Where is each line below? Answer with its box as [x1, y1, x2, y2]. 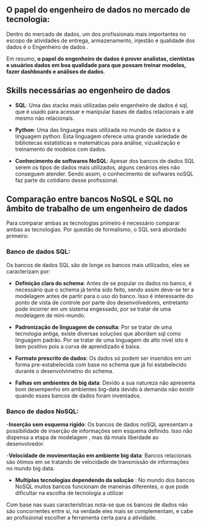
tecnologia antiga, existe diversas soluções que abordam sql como [14, 330, 181, 337]
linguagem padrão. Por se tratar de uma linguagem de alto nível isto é [14, 336, 188, 343]
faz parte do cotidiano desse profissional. [14, 176, 119, 184]
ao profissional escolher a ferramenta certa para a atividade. [6, 514, 157, 522]
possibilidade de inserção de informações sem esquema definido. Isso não [6, 427, 193, 435]
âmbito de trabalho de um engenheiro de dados [6, 204, 188, 214]
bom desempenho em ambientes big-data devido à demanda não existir [14, 385, 194, 393]
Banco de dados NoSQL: [6, 407, 79, 416]
